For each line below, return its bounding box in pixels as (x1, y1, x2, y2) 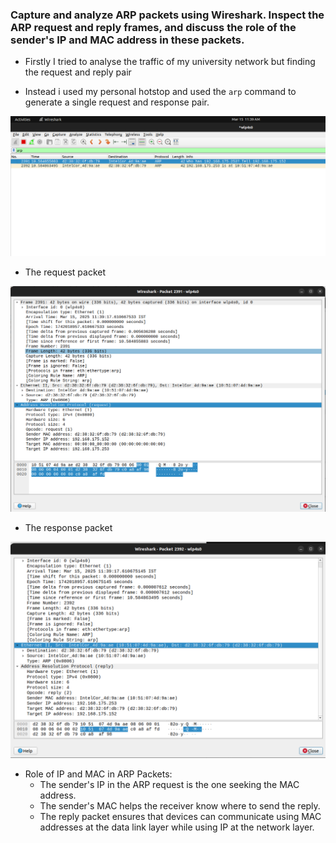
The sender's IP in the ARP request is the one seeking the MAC (39, 778, 300, 790)
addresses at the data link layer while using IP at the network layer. (39, 821, 315, 833)
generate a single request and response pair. (24, 96, 210, 108)
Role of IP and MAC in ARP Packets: (24, 768, 173, 780)
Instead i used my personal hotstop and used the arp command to (24, 86, 297, 98)
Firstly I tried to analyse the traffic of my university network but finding (24, 56, 316, 68)
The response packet (24, 522, 113, 533)
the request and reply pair (24, 66, 132, 78)
